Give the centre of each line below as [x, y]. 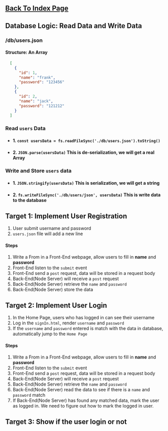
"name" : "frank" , [37, 78]
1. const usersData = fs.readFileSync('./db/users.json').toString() [87, 140]
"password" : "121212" [42, 106]
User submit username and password [52, 229]
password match [29, 395]
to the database [29, 200]
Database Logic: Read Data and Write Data [74, 26]
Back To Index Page [37, 8]
